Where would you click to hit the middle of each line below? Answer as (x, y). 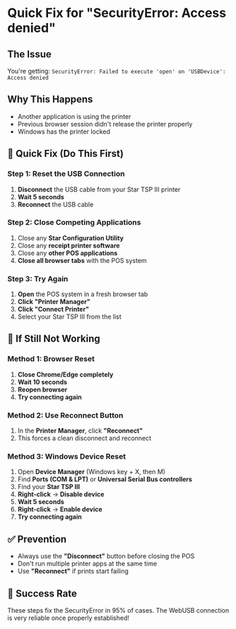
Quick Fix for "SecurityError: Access (117, 13)
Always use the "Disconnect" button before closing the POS (106, 556)
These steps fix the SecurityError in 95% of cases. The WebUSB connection (118, 610)
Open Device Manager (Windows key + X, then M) (92, 472)
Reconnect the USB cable (55, 204)
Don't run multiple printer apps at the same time (87, 564)
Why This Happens (50, 99)
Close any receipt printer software (69, 245)
